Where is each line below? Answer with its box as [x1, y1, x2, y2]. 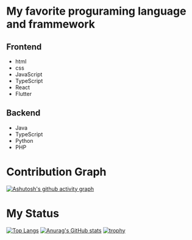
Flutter [15, 90, 32, 97]
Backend [6, 108, 41, 118]
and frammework [6, 17, 96, 31]
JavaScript [15, 71, 43, 78]
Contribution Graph [6, 165, 107, 178]
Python [15, 137, 34, 144]
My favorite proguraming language [6, 4, 187, 18]
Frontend [6, 42, 42, 52]
